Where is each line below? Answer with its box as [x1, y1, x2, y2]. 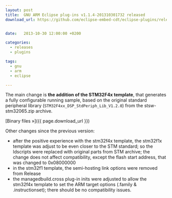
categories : [5, 40, 31, 45]
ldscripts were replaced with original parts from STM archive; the [12, 149, 150, 155]
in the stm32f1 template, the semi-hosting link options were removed [12, 165, 158, 171]
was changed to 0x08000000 [12, 160, 76, 166]
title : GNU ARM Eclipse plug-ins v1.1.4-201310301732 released [5, 12, 145, 17]
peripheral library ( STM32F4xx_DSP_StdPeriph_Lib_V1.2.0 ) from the [5, 103, 143, 109]
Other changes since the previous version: [5, 128, 95, 134]
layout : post [5, 7, 33, 13]
